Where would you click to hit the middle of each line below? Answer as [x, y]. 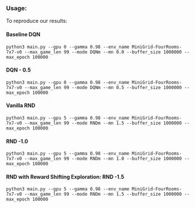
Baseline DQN [23, 34]
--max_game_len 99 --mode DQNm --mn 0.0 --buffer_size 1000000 [103, 52]
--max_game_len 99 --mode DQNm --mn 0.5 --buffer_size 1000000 [103, 87]
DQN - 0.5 [18, 70]
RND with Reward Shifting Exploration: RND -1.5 [65, 176]
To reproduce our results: [37, 21]
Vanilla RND [21, 105]
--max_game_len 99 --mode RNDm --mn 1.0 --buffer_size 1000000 [103, 159]
